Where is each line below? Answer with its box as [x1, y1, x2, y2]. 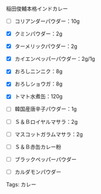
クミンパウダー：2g [14, 30, 63, 37]
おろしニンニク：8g [14, 68, 63, 75]
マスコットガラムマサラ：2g [14, 130, 83, 137]
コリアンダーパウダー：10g [14, 18, 80, 25]
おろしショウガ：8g [14, 80, 63, 87]
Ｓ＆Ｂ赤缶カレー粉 [14, 143, 62, 150]
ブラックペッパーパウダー [14, 156, 77, 163]
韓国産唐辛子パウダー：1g [14, 106, 78, 113]
